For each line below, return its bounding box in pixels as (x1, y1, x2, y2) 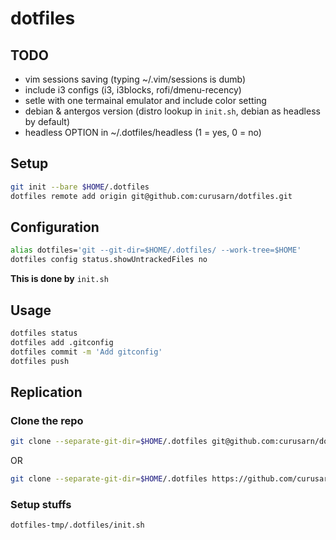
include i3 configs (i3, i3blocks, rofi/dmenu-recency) (24, 84, 242, 96)
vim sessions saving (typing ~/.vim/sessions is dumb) (24, 73, 247, 85)
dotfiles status (10, 328, 78, 338)
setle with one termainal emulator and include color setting (24, 95, 267, 106)
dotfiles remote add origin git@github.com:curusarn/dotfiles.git (10, 191, 293, 201)
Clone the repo (10, 413, 84, 427)
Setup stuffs (10, 497, 72, 511)
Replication (10, 383, 83, 401)
